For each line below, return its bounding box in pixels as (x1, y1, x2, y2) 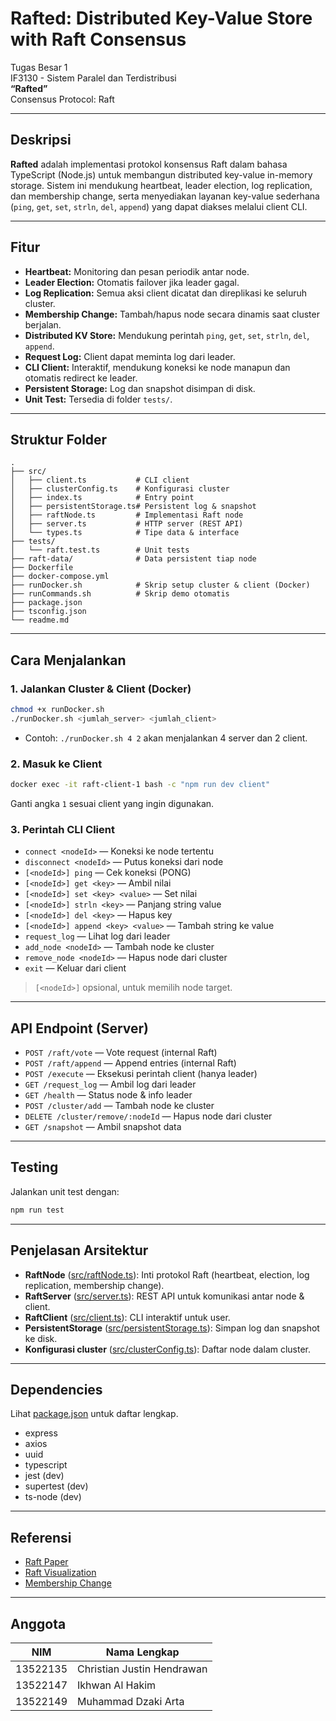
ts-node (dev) (24, 1491, 82, 1503)
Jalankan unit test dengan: (10, 1185, 120, 1197)
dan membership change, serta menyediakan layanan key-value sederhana (10, 190, 320, 202)
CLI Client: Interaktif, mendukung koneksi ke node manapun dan (24, 361, 291, 373)
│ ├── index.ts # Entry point (10, 493, 195, 503)
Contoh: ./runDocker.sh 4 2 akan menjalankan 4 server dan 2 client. (24, 732, 308, 744)
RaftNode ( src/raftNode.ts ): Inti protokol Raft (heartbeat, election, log (24, 1268, 310, 1281)
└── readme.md (10, 615, 70, 626)
